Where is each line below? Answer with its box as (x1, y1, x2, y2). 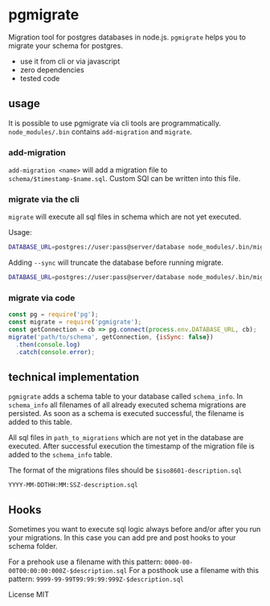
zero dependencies (19, 64, 84, 74)
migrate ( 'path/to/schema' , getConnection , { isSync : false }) (8, 333, 215, 341)
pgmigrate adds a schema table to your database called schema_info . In (8, 392, 243, 402)
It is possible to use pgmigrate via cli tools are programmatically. (8, 118, 221, 128)
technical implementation (8, 370, 139, 384)
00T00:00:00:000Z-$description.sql (8, 567, 128, 575)
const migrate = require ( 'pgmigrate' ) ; (8, 318, 142, 327)
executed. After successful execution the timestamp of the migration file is (8, 441, 255, 451)
